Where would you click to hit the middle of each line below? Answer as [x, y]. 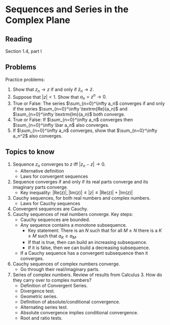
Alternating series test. [44, 307]
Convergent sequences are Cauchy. [50, 209]
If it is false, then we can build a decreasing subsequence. [89, 248]
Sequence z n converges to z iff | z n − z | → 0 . [59, 165]
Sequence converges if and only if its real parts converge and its [80, 181]
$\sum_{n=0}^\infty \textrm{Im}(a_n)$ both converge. [69, 114]
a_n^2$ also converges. [37, 136]
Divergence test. [37, 291]
